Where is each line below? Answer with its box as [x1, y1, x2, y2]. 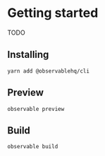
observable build [7, 143, 58, 150]
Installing [7, 49, 49, 61]
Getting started [7, 5, 99, 21]
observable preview [7, 105, 65, 112]
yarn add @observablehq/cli [7, 67, 90, 75]
